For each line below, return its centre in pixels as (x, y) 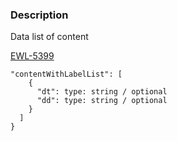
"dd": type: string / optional (102, 101)
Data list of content (49, 37)
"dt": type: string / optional (102, 92)
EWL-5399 (32, 56)
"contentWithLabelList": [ (66, 74)
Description (39, 15)
